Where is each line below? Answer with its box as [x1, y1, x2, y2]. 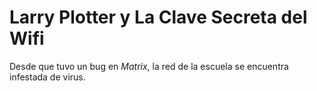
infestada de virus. [9, 71, 86, 83]
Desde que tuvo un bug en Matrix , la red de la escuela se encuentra [9, 60, 289, 72]
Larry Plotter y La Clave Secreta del [9, 6, 308, 29]
